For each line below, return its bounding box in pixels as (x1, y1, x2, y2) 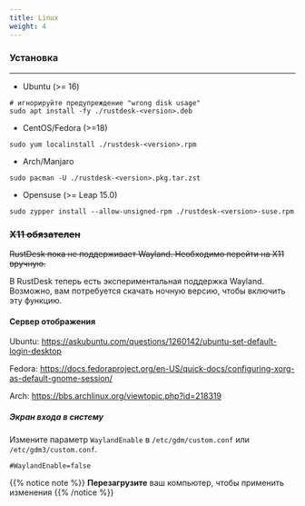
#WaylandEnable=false (9, 461, 92, 471)
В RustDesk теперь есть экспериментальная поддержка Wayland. (9, 276, 265, 287)
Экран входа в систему (9, 411, 104, 422)
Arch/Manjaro (22, 155, 74, 166)
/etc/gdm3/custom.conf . (9, 444, 98, 455)
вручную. (9, 258, 46, 269)
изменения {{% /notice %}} (9, 487, 114, 498)
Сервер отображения (9, 315, 96, 327)
